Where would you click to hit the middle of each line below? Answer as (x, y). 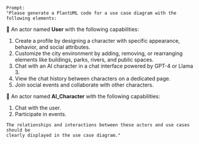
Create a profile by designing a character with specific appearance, (97, 41)
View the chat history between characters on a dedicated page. (93, 79)
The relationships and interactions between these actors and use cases (98, 125)
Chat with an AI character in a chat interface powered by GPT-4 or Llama (104, 66)
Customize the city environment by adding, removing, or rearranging (99, 53)
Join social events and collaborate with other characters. (84, 85)
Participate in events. (40, 114)
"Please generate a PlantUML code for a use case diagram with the (91, 13)
